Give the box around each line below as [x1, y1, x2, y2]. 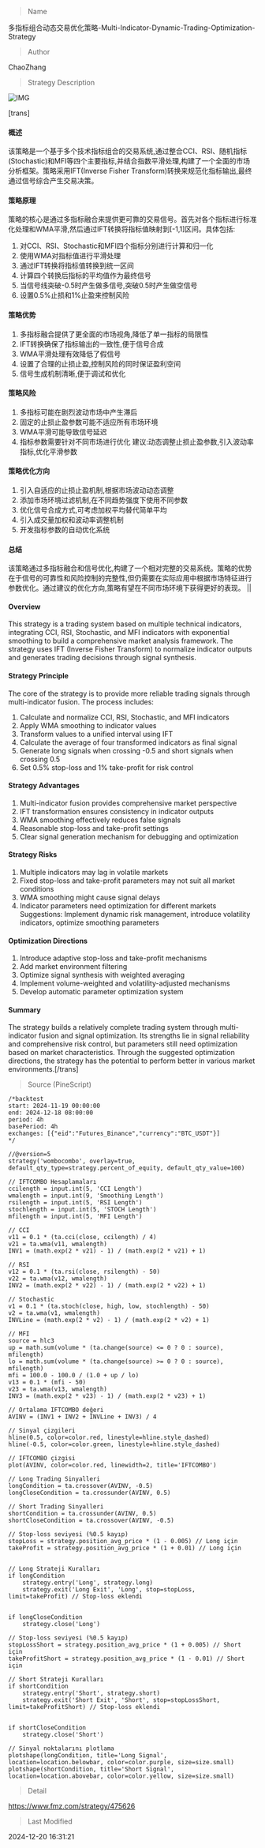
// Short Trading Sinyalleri [8, 1503, 104, 1511]
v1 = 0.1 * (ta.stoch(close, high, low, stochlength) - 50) [8, 1302, 211, 1310]
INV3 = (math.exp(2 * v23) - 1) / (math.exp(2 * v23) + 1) [8, 1392, 207, 1400]
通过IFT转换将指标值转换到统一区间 [19, 261, 134, 271]
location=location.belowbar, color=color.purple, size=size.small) [8, 1759, 235, 1767]
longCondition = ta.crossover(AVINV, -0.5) [8, 1482, 154, 1490]
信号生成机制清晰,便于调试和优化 [19, 369, 126, 378]
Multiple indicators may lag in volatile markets [19, 868, 169, 877]
